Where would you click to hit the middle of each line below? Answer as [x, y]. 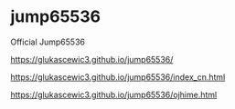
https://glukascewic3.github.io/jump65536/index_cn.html [118, 77]
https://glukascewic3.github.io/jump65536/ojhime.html [114, 94]
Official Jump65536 [48, 42]
